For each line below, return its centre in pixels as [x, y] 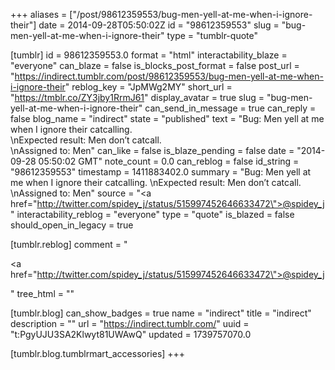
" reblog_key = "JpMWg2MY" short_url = [148, 87]
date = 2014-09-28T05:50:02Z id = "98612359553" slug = [159, 25]
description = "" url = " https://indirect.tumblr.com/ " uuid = [130, 323]
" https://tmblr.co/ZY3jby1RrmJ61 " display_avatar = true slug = [137, 97]
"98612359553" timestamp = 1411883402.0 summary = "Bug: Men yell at [161, 172]
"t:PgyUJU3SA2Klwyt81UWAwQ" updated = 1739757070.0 [131, 334]
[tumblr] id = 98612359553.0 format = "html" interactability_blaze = [149, 55]
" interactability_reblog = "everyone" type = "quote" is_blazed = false [152, 214]
